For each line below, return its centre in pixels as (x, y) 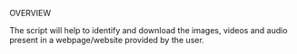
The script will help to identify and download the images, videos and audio (148, 30)
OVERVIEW (30, 13)
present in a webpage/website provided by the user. (107, 40)
